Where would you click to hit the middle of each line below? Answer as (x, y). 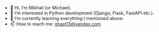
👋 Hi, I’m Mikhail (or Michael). (41, 8)
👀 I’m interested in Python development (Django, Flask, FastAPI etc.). (82, 13)
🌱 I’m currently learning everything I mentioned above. (67, 18)
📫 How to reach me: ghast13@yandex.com (55, 24)
